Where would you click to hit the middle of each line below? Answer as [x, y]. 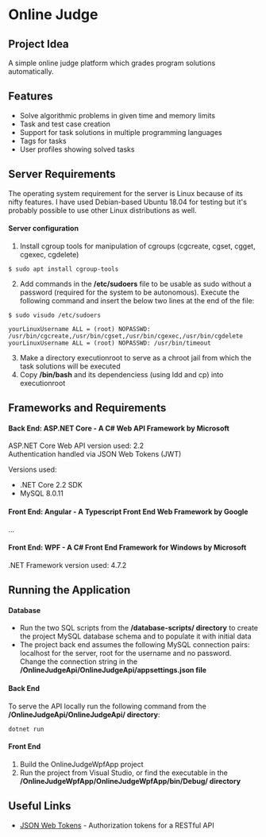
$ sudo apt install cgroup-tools [64, 269]
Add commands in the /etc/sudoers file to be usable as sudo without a [135, 283]
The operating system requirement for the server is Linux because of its [126, 193]
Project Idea [39, 44]
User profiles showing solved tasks [77, 149]
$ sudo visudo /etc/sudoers [55, 315]
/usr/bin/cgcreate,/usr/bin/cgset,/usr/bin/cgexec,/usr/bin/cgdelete [126, 336]
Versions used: [33, 469]
